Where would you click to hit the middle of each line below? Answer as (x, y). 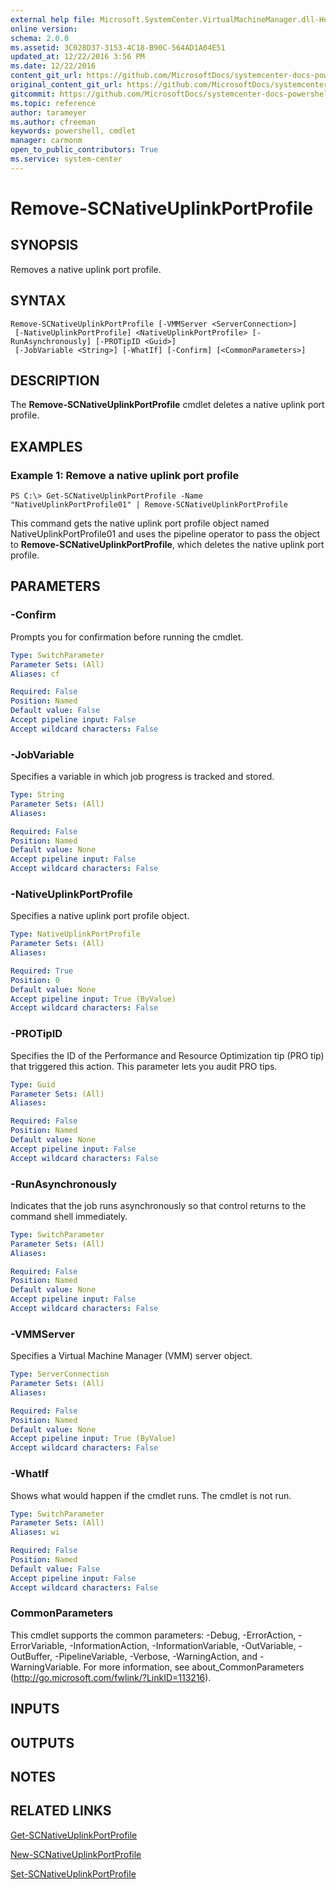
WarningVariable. (46, 1667)
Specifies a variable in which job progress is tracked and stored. (142, 777)
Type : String (37, 795)
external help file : (53, 19)
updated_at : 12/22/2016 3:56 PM (77, 57)
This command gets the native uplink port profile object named (140, 523)
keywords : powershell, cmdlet (73, 131)
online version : (44, 29)
